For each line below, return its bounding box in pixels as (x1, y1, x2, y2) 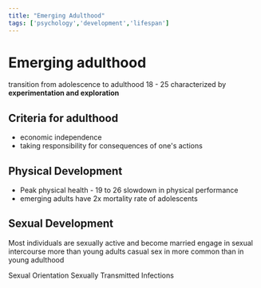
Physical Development (8, 164, 123, 178)
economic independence (19, 132, 102, 142)
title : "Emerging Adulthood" (8, 11, 105, 20)
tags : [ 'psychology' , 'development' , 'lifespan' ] (8, 19, 170, 27)
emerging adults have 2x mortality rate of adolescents (19, 194, 198, 203)
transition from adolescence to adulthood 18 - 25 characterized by (8, 80, 227, 89)
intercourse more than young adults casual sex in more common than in (8, 247, 244, 256)
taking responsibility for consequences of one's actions (19, 141, 204, 151)
